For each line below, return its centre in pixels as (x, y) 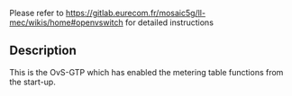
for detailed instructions (169, 22)
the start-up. (32, 82)
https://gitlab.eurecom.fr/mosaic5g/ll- (136, 13)
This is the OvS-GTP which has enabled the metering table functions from (146, 72)
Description (43, 51)
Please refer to (37, 13)
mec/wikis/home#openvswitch (66, 22)
